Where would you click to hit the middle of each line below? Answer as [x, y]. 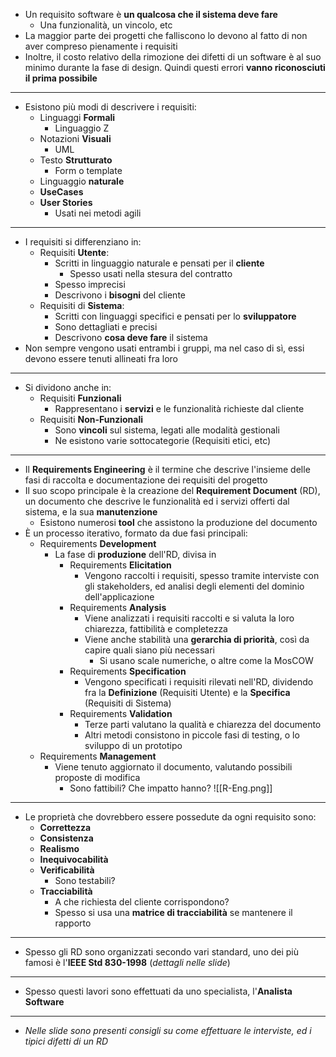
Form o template [88, 170]
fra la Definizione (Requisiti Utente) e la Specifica [187, 692]
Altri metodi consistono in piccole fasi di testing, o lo [192, 735]
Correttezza [65, 827]
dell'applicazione [119, 597]
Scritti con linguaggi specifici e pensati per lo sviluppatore [175, 316]
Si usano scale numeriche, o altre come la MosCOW [206, 660]
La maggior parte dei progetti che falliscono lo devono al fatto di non [166, 35]
